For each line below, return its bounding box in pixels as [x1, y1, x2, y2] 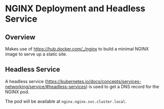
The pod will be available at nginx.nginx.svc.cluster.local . [5, 98, 127, 104]
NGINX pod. [5, 89, 29, 95]
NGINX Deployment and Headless [5, 3, 146, 14]
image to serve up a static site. [5, 51, 67, 57]
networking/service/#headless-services [5, 83, 86, 89]
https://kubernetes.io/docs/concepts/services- [46, 78, 141, 84]
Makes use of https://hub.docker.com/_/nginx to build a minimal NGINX [5, 46, 149, 52]
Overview [5, 33, 36, 41]
